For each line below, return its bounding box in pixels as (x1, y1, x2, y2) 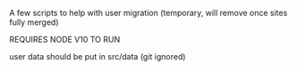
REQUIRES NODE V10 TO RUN (9, 35, 121, 44)
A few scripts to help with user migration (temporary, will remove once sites (9, 8, 288, 18)
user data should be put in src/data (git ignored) (9, 51, 186, 61)
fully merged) (9, 17, 60, 28)
